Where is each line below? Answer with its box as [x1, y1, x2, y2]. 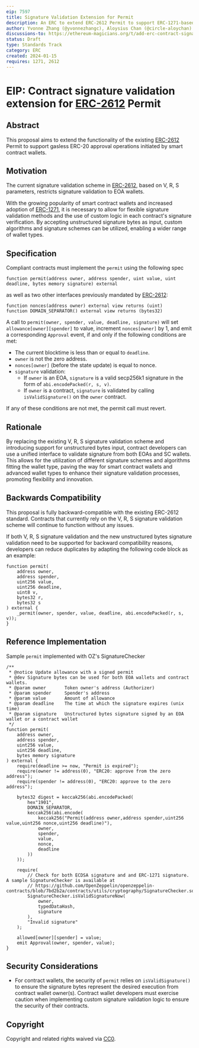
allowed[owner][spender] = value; [17, 934, 102, 940]
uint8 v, [17, 589, 38, 595]
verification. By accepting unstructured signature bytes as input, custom [6, 218, 182, 226]
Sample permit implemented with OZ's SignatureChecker [6, 652, 145, 660]
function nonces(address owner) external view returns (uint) [6, 303, 163, 309]
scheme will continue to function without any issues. [6, 521, 134, 528]
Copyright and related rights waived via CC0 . [6, 1036, 116, 1043]
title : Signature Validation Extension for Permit [6, 14, 134, 20]
